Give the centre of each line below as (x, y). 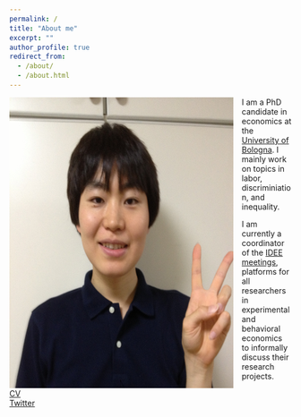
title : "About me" (43, 28)
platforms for (265, 271)
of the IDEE (262, 252)
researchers (264, 290)
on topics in (263, 168)
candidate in (264, 111)
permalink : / (34, 19)
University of (265, 140)
